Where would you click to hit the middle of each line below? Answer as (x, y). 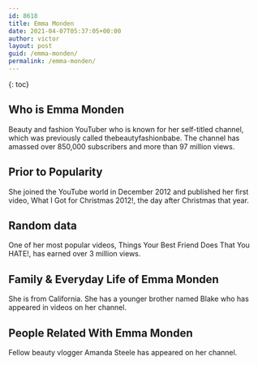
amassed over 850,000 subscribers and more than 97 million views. (122, 146)
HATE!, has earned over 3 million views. (75, 254)
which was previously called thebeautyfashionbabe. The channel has (124, 138)
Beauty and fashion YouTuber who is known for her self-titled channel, (126, 129)
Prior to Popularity (56, 172)
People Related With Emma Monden (101, 333)
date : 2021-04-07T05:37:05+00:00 (65, 31)
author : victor (34, 39)
